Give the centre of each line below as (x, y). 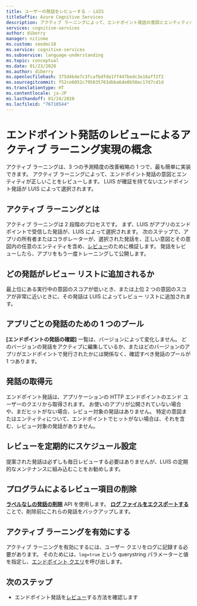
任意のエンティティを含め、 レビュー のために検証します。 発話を (98, 246)
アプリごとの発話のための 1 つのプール (75, 324)
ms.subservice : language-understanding (55, 55)
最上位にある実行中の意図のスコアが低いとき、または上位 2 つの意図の (91, 289)
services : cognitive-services (43, 28)
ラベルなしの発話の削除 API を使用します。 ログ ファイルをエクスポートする (97, 504)
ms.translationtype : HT (35, 88)
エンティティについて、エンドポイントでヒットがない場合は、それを (98, 418)
